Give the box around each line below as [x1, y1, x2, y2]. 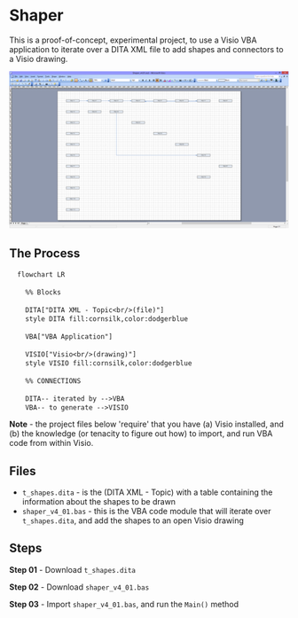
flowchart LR [17, 270, 66, 279]
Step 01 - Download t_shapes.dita [9, 564, 136, 575]
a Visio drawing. [9, 53, 68, 64]
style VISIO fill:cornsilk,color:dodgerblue [25, 359, 192, 368]
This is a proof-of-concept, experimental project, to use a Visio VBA [9, 35, 257, 45]
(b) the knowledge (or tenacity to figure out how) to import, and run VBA [9, 428, 273, 439]
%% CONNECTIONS [25, 377, 82, 386]
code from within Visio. [9, 438, 94, 449]
